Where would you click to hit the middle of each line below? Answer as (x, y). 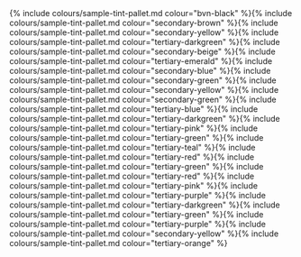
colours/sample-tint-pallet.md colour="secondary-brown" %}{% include (144, 23)
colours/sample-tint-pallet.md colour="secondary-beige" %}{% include (143, 51)
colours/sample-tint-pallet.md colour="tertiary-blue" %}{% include (134, 109)
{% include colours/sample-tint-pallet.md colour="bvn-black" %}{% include (151, 13)
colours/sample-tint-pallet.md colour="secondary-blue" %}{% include (140, 71)
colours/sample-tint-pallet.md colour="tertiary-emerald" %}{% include (141, 61)
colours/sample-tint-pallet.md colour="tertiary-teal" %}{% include (132, 147)
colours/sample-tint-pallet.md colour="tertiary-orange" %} (119, 243)
